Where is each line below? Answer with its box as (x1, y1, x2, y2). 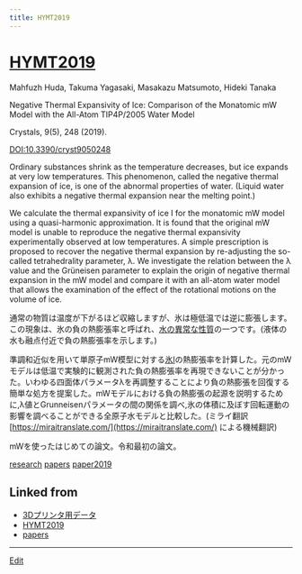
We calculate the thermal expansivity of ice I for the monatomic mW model (9, 207, 285, 218)
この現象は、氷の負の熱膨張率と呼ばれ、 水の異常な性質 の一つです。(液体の (9, 323, 288, 334)
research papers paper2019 (9, 459, 112, 469)
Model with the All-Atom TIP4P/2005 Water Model (9, 109, 195, 120)
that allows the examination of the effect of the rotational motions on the (9, 284, 277, 295)
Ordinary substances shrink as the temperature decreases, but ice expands (9, 161, 289, 172)
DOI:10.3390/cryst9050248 (9, 143, 111, 154)
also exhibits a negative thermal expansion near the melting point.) (9, 190, 256, 201)
